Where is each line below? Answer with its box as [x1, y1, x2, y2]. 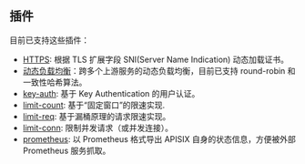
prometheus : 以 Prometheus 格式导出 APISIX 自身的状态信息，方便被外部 [22, 133, 296, 144]
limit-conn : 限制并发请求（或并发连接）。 [22, 122, 173, 133]
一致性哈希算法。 [22, 77, 87, 87]
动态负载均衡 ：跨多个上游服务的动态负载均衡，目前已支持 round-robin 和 [22, 65, 296, 76]
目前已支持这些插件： [9, 35, 89, 46]
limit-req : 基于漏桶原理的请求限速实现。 [22, 110, 171, 121]
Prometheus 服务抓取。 [22, 145, 111, 156]
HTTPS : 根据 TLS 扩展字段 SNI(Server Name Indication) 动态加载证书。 [22, 54, 290, 65]
